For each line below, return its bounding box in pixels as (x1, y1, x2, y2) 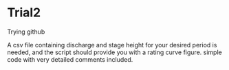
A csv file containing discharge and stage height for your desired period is (7, 40, 217, 49)
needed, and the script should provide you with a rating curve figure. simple (7, 48, 222, 56)
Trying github (7, 27, 45, 36)
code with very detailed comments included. (7, 55, 133, 63)
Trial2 (7, 5, 41, 21)
